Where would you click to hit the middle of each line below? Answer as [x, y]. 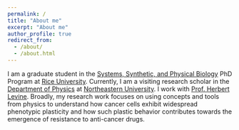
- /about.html [35, 54]
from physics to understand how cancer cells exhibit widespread [103, 104]
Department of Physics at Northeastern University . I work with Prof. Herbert [118, 89]
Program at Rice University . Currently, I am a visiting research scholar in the [118, 81]
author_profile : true [40, 34]
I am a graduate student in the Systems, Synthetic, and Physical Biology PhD [120, 74]
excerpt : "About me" [38, 27]
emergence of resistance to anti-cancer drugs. [76, 119]
